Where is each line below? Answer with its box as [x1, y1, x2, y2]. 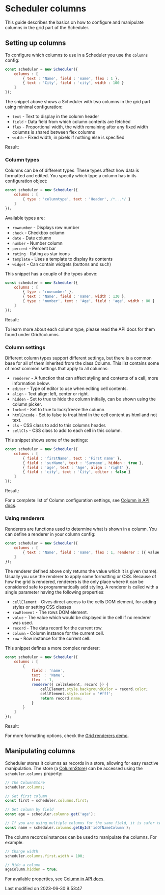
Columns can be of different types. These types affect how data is [5, 167, 139, 173]
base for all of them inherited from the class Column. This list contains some [5, 360, 160, 366]
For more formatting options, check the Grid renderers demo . [5, 733, 129, 739]
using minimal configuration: [5, 104, 63, 110]
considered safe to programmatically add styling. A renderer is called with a [5, 584, 159, 590]
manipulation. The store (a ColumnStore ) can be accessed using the [5, 765, 143, 771]
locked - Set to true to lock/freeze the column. [12, 407, 106, 413]
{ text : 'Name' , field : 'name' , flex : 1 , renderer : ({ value [23, 550, 160, 555]
